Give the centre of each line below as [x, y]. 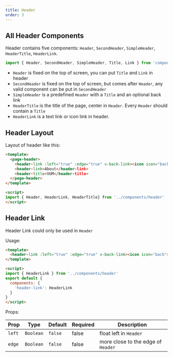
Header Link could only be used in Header [49, 230]
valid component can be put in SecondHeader [59, 89]
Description [132, 325]
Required [83, 325]
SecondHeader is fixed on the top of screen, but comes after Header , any [88, 84]
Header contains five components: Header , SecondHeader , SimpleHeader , [80, 48]
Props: [12, 312]
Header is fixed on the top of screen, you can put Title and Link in [83, 73]
